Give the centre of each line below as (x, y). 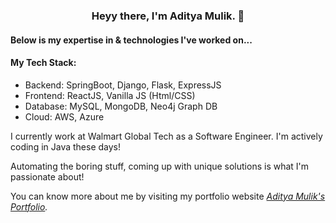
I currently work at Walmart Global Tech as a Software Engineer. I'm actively (166, 136)
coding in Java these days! (66, 146)
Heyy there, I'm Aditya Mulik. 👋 (168, 16)
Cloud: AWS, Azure (64, 116)
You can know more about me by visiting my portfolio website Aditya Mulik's (168, 196)
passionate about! (47, 176)
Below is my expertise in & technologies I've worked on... (131, 40)
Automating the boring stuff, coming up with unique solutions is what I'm (160, 166)
